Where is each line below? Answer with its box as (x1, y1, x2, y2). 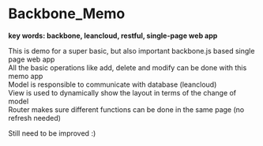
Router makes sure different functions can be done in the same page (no (8, 104, 245, 114)
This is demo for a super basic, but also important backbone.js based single (8, 46, 255, 55)
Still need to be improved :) (8, 128, 96, 138)
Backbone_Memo (8, 5, 126, 23)
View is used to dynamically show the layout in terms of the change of (8, 88, 237, 97)
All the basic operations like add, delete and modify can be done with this (8, 62, 247, 72)
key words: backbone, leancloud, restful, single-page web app (8, 31, 218, 40)
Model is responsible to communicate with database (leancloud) (8, 80, 217, 89)
